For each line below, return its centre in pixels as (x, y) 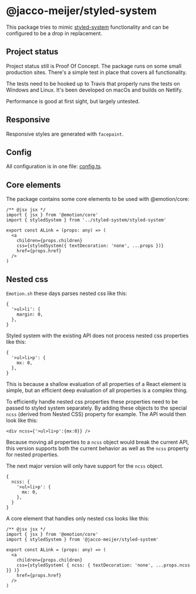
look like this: (22, 420)
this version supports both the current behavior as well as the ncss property (97, 448)
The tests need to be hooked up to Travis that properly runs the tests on (93, 83)
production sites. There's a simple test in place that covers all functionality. (97, 72)
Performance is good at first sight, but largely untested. (73, 101)
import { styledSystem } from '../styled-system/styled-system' (86, 220)
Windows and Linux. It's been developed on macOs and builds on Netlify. (94, 90)
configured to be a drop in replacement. (54, 33)
